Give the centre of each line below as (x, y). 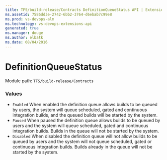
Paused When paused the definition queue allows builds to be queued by (86, 120)
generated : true (22, 28)
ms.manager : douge (24, 33)
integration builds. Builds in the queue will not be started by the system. (85, 131)
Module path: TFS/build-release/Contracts (49, 81)
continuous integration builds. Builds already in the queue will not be (82, 147)
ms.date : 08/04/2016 (27, 42)
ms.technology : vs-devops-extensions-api (49, 24)
